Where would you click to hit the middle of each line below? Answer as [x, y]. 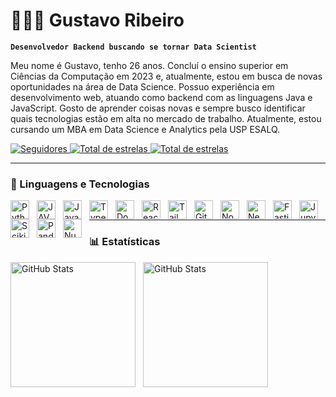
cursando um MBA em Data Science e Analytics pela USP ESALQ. [145, 129]
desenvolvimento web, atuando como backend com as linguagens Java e [161, 97]
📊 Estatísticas [125, 242]
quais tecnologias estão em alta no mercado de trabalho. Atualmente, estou [166, 118]
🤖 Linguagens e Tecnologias [80, 184]
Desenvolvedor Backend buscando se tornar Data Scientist [133, 47]
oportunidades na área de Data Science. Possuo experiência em [142, 86]
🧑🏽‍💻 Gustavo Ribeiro [97, 20]
